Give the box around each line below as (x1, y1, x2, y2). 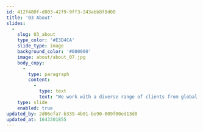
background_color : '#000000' (17, 49, 91, 55)
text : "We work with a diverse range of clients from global (38, 94, 198, 100)
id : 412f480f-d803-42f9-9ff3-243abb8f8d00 (6, 9, 116, 15)
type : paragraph (28, 71, 69, 77)
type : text (38, 88, 67, 94)
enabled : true (17, 105, 53, 111)
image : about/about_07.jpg (17, 54, 86, 60)
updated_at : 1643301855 (6, 116, 67, 122)
